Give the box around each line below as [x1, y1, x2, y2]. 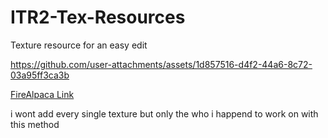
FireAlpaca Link [10, 88, 75, 100]
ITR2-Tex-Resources [10, 6, 186, 29]
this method [10, 118, 60, 130]
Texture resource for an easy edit [10, 39, 148, 51]
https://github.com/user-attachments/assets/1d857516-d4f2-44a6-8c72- [10, 58, 313, 70]
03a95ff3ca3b [10, 69, 70, 81]
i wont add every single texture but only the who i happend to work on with [10, 107, 319, 120]
